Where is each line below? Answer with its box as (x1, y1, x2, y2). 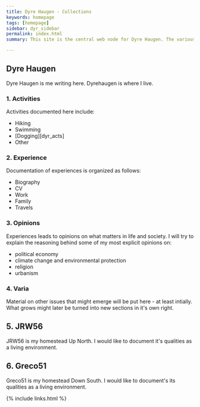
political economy (14, 250, 58, 257)
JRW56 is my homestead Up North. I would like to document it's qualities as (6, 337, 192, 344)
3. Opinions (6, 219, 40, 227)
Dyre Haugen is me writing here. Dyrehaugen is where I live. (6, 79, 154, 87)
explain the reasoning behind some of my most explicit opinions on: (6, 239, 172, 246)
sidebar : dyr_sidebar (6, 25, 60, 32)
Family (14, 198, 32, 205)
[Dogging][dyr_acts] (14, 132, 64, 140)
